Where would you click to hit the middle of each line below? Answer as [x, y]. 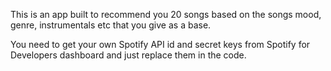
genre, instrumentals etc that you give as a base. [111, 25]
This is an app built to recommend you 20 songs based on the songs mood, [166, 14]
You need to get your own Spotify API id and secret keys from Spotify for [160, 44]
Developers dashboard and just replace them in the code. [128, 55]
